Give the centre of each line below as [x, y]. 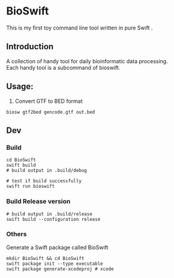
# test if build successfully [44, 181]
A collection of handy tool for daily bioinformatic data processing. [87, 61]
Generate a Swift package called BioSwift [57, 247]
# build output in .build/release [49, 214]
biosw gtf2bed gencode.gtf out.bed [51, 112]
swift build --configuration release [53, 219]
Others [16, 234]
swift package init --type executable [55, 264]
